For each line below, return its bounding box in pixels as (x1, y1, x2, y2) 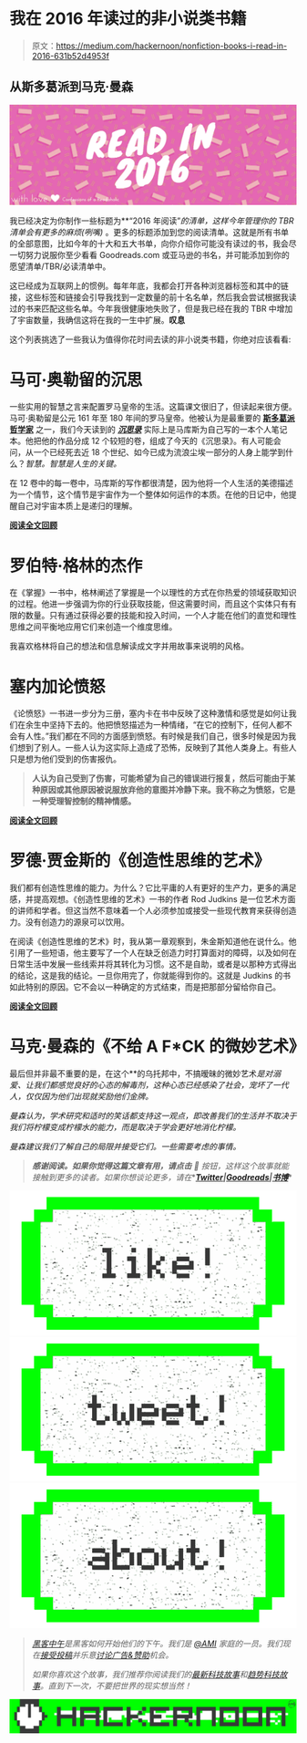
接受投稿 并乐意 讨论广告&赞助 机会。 (39, 1649, 174, 1660)
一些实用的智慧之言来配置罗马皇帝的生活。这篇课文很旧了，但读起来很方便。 (9, 401, 297, 412)
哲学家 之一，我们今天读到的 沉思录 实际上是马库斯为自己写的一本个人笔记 (9, 424, 288, 435)
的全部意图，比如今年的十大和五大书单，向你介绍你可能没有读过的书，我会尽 (9, 238, 297, 249)
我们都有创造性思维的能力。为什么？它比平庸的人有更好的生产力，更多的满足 (9, 882, 297, 894)
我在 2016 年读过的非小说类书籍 (9, 8, 248, 29)
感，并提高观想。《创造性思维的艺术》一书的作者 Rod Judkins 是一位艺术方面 (9, 894, 296, 905)
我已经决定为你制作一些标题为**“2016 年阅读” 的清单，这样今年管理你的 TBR (9, 215, 294, 226)
